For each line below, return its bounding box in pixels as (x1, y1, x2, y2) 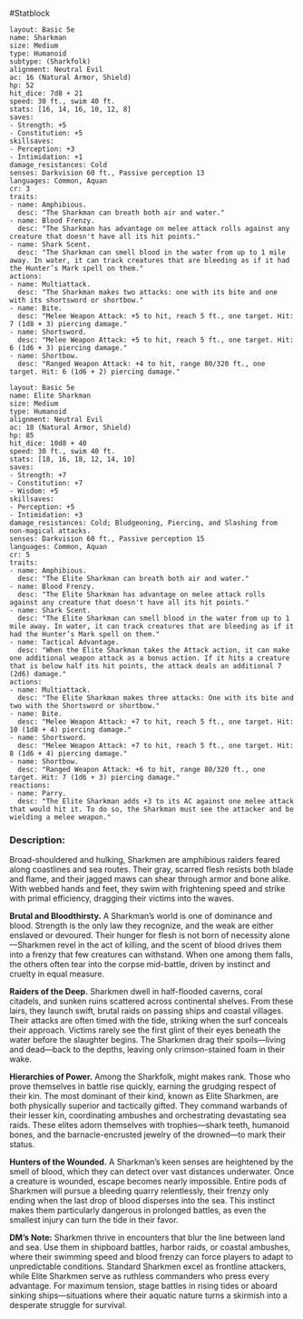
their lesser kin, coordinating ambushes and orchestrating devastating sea (9, 1110, 288, 1121)
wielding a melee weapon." (9, 813, 112, 822)
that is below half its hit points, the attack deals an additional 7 (9, 662, 282, 671)
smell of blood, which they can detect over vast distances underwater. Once (9, 1166, 295, 1177)
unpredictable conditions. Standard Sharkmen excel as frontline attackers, (9, 1261, 287, 1272)
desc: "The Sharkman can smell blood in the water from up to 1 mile (17, 248, 286, 257)
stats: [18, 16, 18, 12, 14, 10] (9, 455, 136, 464)
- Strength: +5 (9, 121, 67, 130)
